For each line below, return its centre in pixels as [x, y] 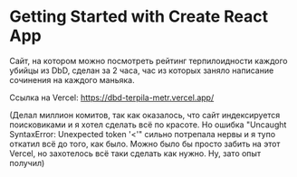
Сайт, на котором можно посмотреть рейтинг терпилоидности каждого [148, 61]
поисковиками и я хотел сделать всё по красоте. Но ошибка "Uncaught [148, 125]
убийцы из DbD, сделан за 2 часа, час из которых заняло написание [142, 70]
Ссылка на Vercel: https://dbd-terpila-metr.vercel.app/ [112, 98]
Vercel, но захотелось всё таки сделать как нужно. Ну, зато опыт [135, 153]
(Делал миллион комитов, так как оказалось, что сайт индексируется [145, 115]
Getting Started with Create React [139, 17]
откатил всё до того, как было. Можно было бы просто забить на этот [145, 144]
